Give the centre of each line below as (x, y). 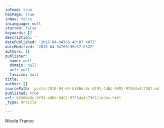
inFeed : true (19, 10)
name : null (21, 61)
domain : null (23, 65)
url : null (20, 70)
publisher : (16, 56)
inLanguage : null (23, 24)
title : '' (15, 79)
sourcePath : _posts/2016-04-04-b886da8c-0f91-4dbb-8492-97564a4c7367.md (82, 88)
